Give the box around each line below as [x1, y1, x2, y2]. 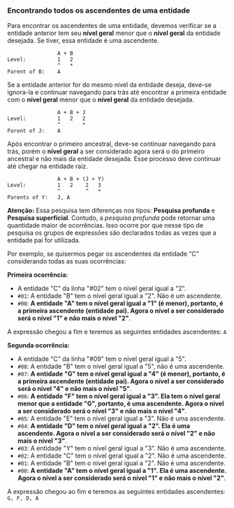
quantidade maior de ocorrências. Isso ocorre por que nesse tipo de [7, 221, 204, 230]
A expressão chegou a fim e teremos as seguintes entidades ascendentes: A [7, 328, 227, 336]
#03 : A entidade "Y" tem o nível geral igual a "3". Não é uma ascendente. [17, 444, 226, 453]
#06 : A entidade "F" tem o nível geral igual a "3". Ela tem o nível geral [17, 392, 221, 401]
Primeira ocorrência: [7, 270, 68, 279]
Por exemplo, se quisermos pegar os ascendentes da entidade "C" [7, 249, 200, 258]
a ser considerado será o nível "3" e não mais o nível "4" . [17, 407, 187, 416]
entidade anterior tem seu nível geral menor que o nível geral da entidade [7, 29, 221, 37]
